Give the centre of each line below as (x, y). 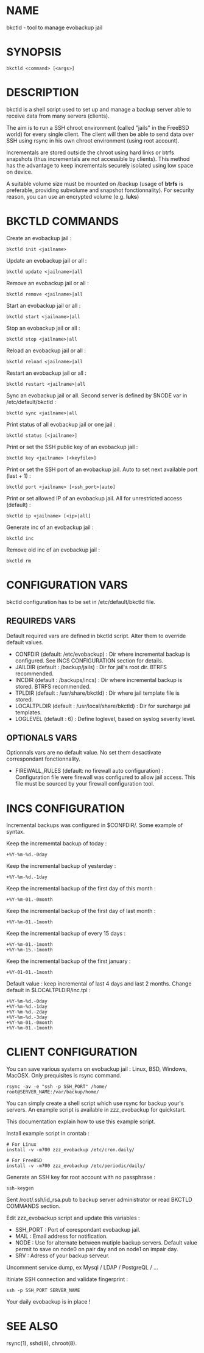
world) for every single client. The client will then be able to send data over (100, 134)
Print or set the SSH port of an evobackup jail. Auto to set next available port (102, 469)
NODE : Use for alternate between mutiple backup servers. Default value (106, 1243)
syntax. (16, 832)
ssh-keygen (20, 1188)
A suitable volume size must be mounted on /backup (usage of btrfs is (95, 183)
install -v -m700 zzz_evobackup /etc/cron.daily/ (71, 1150)
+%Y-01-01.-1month (30, 973)
